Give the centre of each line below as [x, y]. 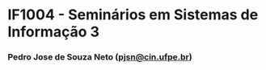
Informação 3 [54, 32]
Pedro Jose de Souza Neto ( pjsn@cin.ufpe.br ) [100, 57]
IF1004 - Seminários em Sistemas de [133, 15]
